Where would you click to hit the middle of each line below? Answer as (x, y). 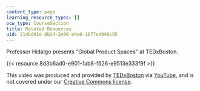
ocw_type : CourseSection (38, 23)
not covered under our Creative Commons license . (69, 82)
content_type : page (31, 12)
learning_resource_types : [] (43, 18)
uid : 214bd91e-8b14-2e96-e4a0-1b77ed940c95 (62, 35)
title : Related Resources (39, 29)
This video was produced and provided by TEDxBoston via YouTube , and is (100, 75)
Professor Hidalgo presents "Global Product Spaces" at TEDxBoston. (92, 52)
